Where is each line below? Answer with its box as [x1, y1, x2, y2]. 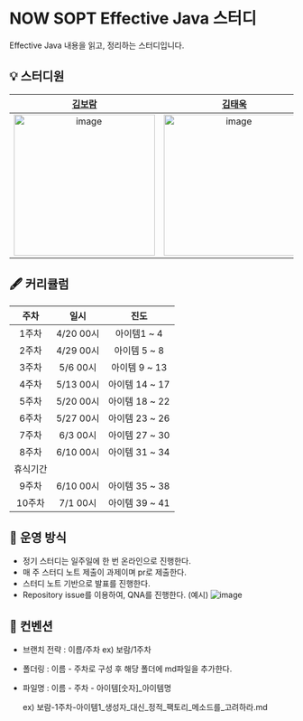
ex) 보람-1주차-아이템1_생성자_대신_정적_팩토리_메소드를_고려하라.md [22, 702, 268, 713]
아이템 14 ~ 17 [107, 378, 170, 390]
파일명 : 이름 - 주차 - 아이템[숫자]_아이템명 [22, 683, 172, 694]
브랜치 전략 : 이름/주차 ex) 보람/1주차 [22, 644, 151, 655]
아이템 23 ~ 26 [107, 412, 170, 425]
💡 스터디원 [9, 69, 65, 84]
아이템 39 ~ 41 [107, 496, 170, 509]
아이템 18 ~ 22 [107, 395, 170, 407]
